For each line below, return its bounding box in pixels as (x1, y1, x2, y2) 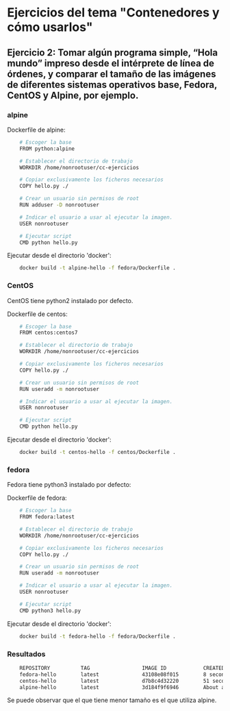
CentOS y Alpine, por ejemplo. (7, 89, 139, 101)
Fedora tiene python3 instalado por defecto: (7, 481, 131, 489)
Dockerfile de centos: (7, 310, 68, 318)
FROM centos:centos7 (19, 329, 78, 337)
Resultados (7, 649, 46, 659)
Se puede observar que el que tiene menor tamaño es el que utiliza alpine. (7, 696, 217, 704)
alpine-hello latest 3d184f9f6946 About (19, 684, 219, 690)
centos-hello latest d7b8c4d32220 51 (19, 677, 210, 684)
